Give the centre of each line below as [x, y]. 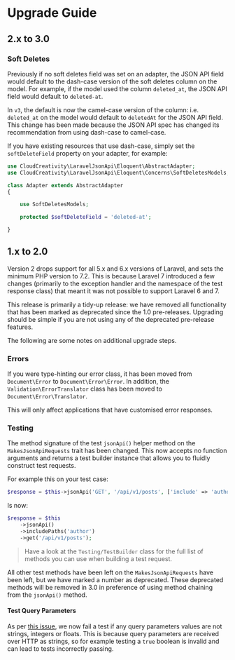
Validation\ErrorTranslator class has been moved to [85, 389]
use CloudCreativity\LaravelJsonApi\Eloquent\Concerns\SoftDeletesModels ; [119, 173]
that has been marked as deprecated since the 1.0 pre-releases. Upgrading [115, 312]
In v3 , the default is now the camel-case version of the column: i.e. [103, 109]
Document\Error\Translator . [48, 396]
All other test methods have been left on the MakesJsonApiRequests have [110, 572]
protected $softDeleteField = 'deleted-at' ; [86, 217]
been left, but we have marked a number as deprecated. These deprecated [115, 579]
